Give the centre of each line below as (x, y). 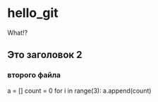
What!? (18, 33)
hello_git (33, 13)
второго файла (34, 75)
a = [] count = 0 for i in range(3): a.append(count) (79, 91)
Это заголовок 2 (45, 55)
